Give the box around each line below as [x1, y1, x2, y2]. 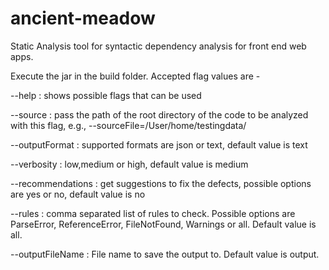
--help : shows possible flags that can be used [10, 89, 202, 101]
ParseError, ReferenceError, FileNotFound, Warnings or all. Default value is [10, 218, 317, 230]
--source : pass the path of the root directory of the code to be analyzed [10, 108, 309, 121]
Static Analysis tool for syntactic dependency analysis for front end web [10, 40, 307, 52]
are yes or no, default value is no [10, 188, 146, 200]
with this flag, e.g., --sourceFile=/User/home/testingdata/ [10, 119, 247, 131]
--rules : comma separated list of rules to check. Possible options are [10, 207, 296, 219]
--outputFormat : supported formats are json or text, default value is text [10, 138, 308, 151]
